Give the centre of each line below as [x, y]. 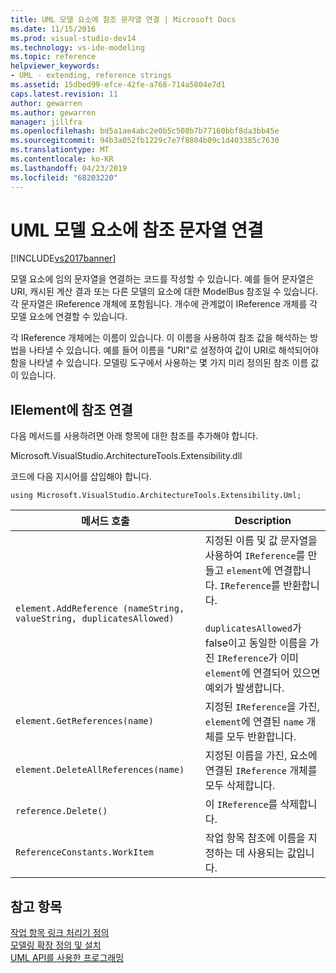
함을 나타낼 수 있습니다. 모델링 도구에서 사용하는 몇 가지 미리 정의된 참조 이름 [159, 363]
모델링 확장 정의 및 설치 [56, 945]
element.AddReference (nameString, [100, 609]
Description [263, 521]
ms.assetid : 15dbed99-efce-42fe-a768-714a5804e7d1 [118, 85]
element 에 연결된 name [254, 722]
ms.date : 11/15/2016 [53, 29]
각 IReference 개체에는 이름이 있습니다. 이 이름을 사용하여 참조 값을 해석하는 [159, 338]
